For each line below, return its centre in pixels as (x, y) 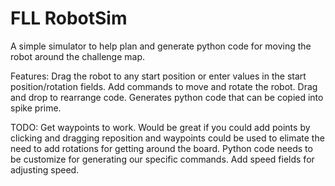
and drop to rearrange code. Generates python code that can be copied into (167, 97)
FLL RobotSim (69, 18)
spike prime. (36, 108)
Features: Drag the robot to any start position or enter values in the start (158, 76)
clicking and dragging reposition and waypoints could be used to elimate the (167, 138)
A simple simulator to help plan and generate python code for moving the (161, 46)
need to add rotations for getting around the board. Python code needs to (161, 148)
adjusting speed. (45, 169)
